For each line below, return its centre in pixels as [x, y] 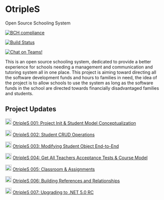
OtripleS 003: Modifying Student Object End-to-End [66, 146]
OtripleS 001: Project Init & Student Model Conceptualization [74, 123]
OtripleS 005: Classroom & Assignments [54, 169]
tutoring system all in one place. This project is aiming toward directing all [81, 72]
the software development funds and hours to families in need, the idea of [81, 77]
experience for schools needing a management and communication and [79, 67]
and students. [19, 93]
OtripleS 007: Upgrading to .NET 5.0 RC [53, 192]
